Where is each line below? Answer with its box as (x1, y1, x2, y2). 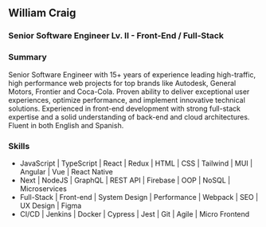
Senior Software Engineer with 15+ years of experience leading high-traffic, (8, 69, 256, 79)
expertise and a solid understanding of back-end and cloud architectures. (8, 112, 250, 122)
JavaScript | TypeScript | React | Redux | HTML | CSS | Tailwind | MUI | (19, 159, 253, 168)
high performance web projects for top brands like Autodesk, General (8, 78, 237, 88)
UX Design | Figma (19, 201, 82, 210)
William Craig (8, 6, 76, 20)
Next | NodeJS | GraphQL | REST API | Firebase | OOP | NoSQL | (19, 175, 231, 185)
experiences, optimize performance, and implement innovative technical (8, 95, 245, 104)
